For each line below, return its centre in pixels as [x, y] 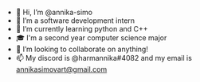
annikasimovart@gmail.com [61, 69]
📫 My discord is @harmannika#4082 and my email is [104, 58]
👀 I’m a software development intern [75, 20]
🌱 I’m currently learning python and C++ [82, 29]
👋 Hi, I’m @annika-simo [54, 12]
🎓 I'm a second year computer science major [91, 38]
